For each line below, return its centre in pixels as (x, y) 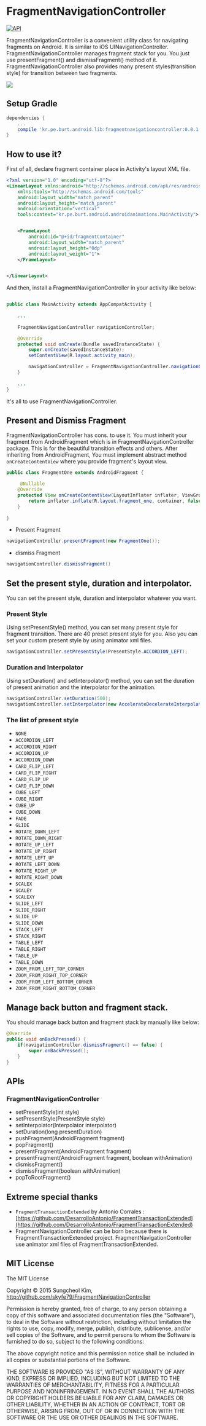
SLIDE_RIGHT (30, 910)
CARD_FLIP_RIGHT (36, 773)
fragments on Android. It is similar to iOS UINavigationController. (87, 47)
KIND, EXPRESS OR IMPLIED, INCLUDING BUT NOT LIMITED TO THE (93, 1378)
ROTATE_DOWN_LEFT (37, 832)
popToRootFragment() (43, 1178)
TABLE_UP (26, 956)
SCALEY (24, 891)
